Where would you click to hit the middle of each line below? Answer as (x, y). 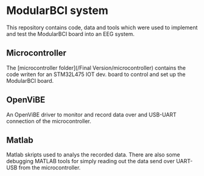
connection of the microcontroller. (49, 121)
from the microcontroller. (49, 167)
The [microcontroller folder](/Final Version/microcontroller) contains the (96, 68)
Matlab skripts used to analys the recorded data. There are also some (93, 155)
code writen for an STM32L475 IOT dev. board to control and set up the (96, 74)
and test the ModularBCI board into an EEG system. (70, 33)
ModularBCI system (57, 11)
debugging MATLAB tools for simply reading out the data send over (90, 161)
